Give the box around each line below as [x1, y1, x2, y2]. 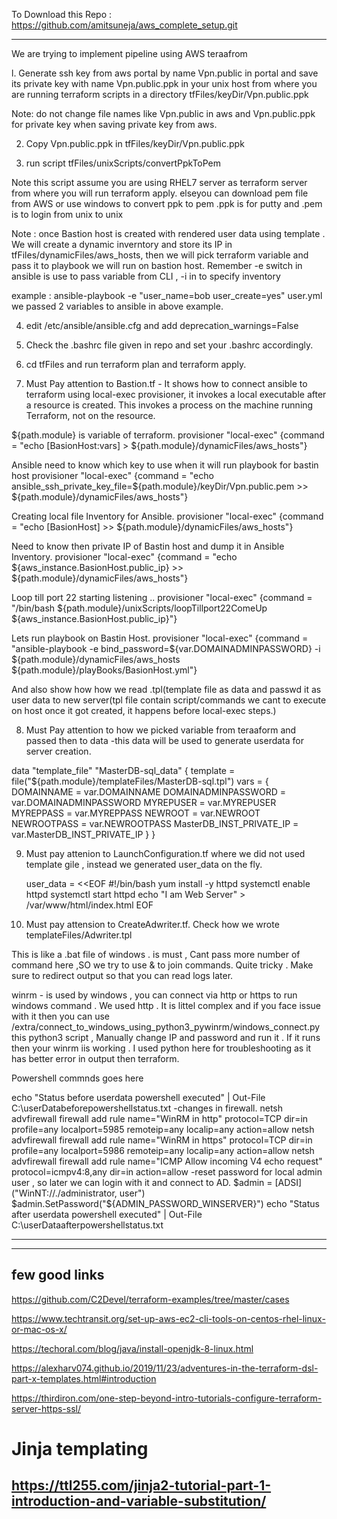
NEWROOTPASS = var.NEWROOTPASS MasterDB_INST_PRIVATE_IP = [11, 818, 299, 829]
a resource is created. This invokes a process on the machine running [25, 399, 314, 411]
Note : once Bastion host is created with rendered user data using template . [11, 228, 326, 239]
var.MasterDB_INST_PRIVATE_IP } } [11, 829, 156, 840]
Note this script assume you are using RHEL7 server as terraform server [11, 177, 308, 188]
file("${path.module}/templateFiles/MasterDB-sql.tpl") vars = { [11, 775, 269, 787]
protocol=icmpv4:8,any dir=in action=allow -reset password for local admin [11, 1166, 323, 1178]
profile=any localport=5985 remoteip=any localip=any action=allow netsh [11, 1124, 315, 1135]
